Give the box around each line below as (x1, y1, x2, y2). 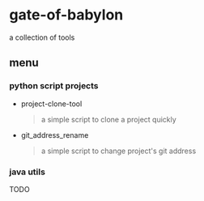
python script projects (9, 80, 100, 92)
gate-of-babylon (9, 6, 124, 24)
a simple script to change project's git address (40, 146, 197, 156)
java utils (9, 166, 45, 177)
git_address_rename (20, 130, 89, 139)
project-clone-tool (20, 99, 83, 109)
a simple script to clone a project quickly (40, 114, 176, 124)
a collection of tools (9, 32, 75, 42)
